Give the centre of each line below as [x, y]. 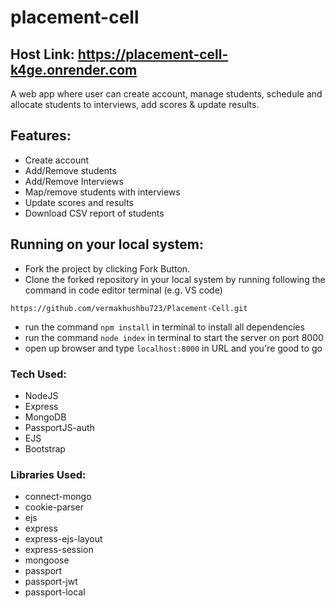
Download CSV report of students [94, 213]
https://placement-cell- [153, 54]
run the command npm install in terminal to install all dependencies [164, 327]
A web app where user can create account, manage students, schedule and [166, 94]
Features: [41, 136]
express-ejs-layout [63, 539]
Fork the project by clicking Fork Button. [107, 268]
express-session [59, 550]
